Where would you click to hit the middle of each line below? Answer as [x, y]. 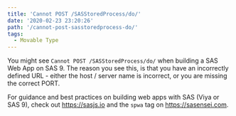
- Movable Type [36, 41]
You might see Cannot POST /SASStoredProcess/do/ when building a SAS [113, 60]
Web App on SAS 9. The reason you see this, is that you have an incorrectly [118, 68]
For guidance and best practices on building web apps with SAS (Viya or [113, 97]
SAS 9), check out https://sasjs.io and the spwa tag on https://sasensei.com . [118, 105]
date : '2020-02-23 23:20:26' [50, 21]
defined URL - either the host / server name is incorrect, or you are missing [117, 76]
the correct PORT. [34, 83]
